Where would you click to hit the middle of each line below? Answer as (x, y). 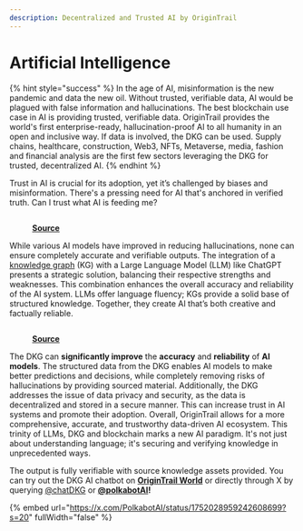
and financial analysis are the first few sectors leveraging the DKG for (139, 155)
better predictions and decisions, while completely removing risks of (137, 376)
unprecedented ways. (50, 453)
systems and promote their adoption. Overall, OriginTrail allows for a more (147, 414)
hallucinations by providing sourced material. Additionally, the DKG (134, 385)
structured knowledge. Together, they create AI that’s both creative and (143, 303)
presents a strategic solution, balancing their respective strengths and (140, 275)
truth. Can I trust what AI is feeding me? (83, 202)
